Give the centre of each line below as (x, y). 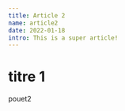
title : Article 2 (37, 15)
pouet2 (20, 99)
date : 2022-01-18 (37, 30)
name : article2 (33, 23)
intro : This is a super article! (63, 38)
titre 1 (27, 77)
